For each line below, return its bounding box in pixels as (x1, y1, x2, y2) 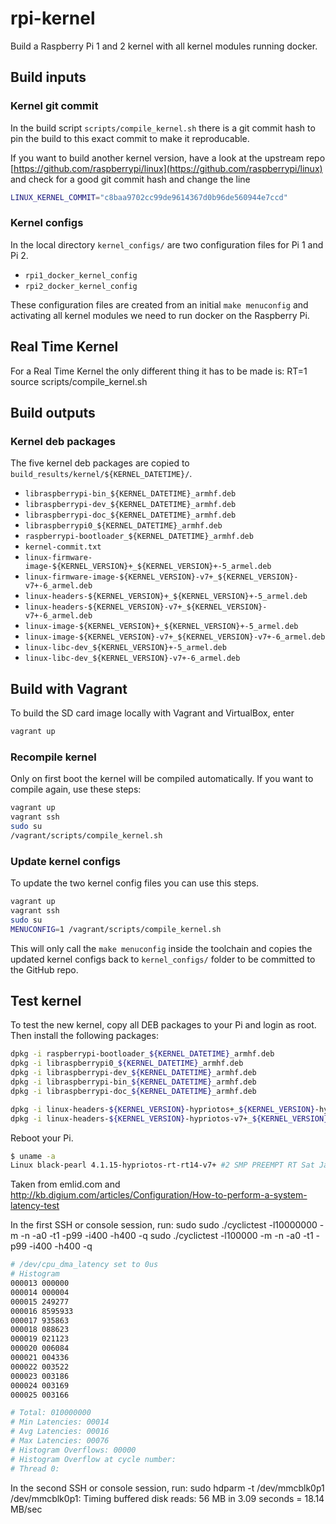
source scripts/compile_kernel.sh (10, 375, 148, 387)
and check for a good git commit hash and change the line (10, 173, 251, 185)
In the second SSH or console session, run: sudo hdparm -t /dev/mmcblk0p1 (10, 1482, 325, 1494)
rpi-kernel (10, 7, 96, 30)
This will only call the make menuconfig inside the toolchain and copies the (10, 942, 313, 954)
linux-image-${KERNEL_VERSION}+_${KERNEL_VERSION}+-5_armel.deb (24, 622, 299, 632)
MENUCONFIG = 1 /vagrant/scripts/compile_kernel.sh (10, 924, 222, 934)
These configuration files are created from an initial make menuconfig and (10, 298, 309, 311)
